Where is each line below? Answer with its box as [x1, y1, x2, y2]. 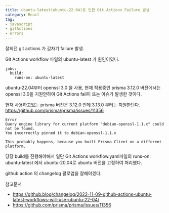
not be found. [5, 126, 35, 131]
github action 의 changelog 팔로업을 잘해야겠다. [5, 171, 102, 176]
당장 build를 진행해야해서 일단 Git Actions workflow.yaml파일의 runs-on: [5, 153, 151, 159]
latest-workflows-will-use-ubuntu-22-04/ [12, 197, 100, 202]
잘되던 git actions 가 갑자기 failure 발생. [5, 46, 85, 51]
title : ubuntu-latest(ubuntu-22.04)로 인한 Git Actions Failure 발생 [5, 7, 150, 13]
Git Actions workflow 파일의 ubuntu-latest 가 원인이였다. [5, 56, 120, 62]
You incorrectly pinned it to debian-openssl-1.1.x [5, 131, 116, 136]
